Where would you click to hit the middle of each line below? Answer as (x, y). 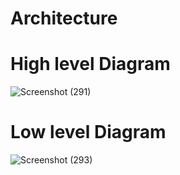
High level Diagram (90, 64)
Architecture (64, 18)
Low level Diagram (88, 132)
